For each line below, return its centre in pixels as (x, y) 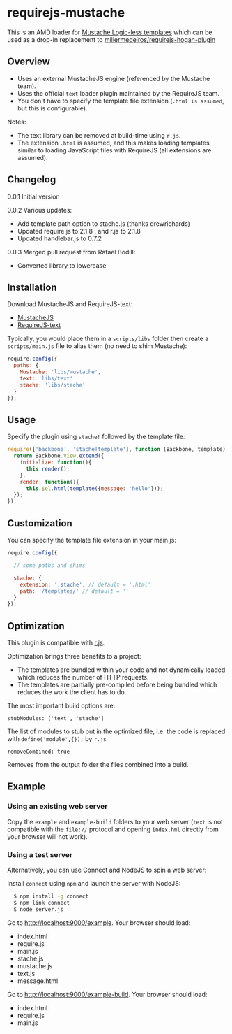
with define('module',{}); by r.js (57, 738)
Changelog (32, 180)
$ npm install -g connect (51, 896)
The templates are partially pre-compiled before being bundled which (117, 684)
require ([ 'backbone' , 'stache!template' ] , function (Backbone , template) (117, 450)
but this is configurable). (52, 108)
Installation (32, 287)
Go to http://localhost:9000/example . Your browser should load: (99, 922)
